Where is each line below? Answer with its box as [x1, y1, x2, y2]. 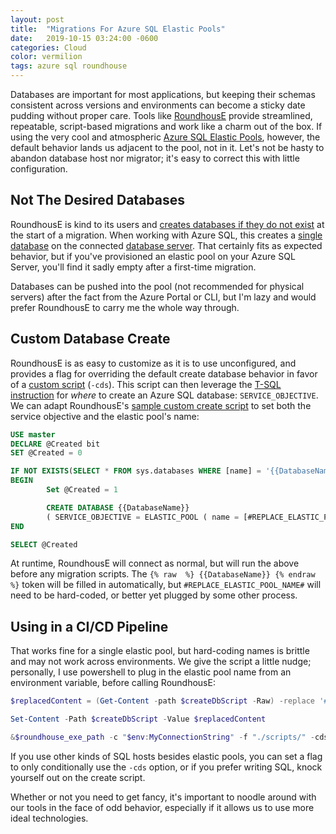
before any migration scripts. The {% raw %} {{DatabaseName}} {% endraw [10, 568, 316, 580]
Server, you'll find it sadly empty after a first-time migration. [10, 261, 257, 273]
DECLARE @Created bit [10, 439, 101, 449]
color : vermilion [10, 52, 83, 62]
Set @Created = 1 [46, 485, 118, 495]
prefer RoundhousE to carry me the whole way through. [10, 301, 240, 313]
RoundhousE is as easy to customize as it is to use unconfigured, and [10, 357, 297, 369]
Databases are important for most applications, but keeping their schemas [10, 89, 316, 100]
